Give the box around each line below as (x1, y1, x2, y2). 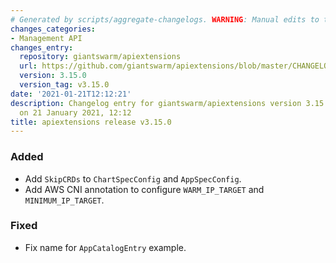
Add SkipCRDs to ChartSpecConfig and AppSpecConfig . (24, 172, 242, 185)
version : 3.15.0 (19, 71, 87, 81)
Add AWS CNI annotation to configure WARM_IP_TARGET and (24, 183, 265, 195)
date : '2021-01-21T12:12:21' (10, 89, 132, 99)
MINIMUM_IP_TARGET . (24, 194, 105, 206)
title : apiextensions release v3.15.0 (10, 117, 172, 127)
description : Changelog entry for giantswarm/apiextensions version (10, 98, 302, 108)
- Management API (10, 33, 83, 43)
